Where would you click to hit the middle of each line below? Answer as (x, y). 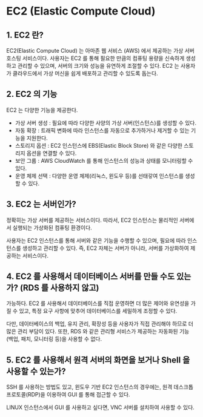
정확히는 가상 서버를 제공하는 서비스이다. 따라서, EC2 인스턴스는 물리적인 (92, 220)
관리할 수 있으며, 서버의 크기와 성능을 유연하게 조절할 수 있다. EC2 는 (98, 66)
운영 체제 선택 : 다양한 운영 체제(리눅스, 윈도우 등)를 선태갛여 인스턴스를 (99, 176)
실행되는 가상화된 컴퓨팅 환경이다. (52, 228)
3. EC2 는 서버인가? (42, 204)
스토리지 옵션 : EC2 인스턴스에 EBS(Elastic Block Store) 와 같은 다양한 (99, 145)
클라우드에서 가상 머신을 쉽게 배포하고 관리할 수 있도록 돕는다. (85, 73)
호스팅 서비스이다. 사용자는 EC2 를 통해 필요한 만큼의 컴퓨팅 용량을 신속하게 (95, 58)
